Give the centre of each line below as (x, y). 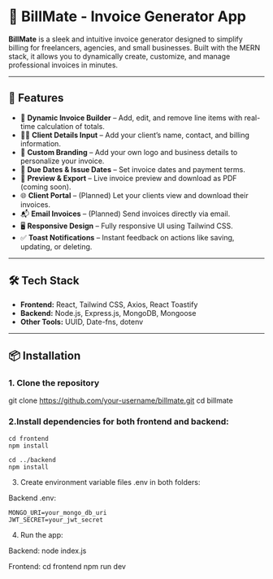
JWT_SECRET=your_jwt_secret (56, 520)
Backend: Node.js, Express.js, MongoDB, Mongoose (108, 313)
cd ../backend (32, 460)
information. (40, 143)
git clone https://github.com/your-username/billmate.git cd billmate (121, 400)
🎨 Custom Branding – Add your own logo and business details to (129, 152)
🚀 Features (36, 98)
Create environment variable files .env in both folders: (110, 482)
